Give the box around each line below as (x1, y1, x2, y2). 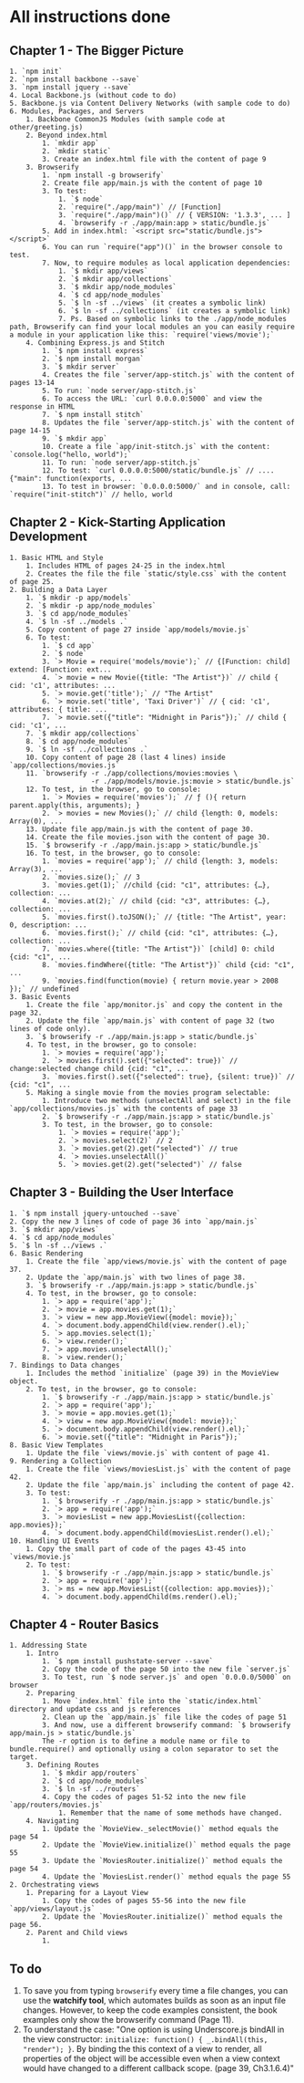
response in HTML (9, 402, 76, 411)
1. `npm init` (9, 67, 64, 76)
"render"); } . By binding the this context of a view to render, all (22, 2044, 262, 2055)
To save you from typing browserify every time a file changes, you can (22, 1985, 289, 1996)
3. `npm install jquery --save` (9, 83, 132, 92)
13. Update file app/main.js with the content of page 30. (25, 824, 255, 834)
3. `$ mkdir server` (42, 362, 120, 371)
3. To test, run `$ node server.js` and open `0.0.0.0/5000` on (42, 1672, 291, 1682)
